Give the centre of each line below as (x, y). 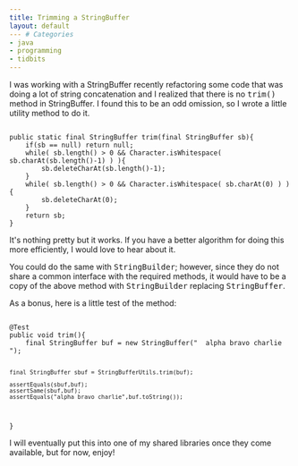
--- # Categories (42, 34)
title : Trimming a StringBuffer (69, 17)
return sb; (46, 216)
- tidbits (28, 59)
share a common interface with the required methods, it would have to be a (148, 276)
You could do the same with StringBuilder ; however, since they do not (144, 267)
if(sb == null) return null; (80, 145)
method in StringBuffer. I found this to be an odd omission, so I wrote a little (148, 103)
